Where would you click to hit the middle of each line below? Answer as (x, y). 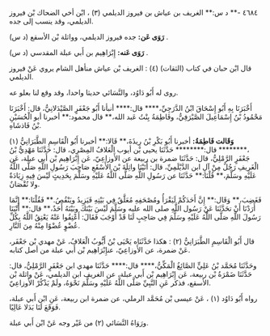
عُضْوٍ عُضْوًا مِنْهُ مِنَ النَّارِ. (44, 225)
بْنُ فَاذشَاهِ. (25, 125)
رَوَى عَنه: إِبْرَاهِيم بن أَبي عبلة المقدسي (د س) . (79, 52)
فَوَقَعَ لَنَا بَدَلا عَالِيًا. (35, 307)
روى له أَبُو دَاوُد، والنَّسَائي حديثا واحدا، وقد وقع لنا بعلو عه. (94, 92)
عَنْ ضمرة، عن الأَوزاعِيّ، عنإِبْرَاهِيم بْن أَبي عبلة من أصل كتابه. (100, 250)
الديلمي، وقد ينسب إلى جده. (51, 21)
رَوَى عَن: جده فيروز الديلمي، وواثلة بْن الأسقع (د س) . (89, 37)
